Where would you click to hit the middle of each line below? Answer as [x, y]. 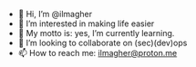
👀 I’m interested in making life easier [86, 24]
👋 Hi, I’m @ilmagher [55, 14]
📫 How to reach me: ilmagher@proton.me [98, 53]
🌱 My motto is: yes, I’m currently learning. [96, 33]
